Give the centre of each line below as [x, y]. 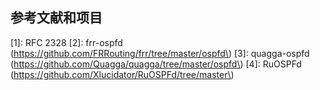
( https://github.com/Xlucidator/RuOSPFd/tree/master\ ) [122, 74]
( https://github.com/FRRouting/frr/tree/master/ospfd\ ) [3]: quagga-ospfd [160, 53]
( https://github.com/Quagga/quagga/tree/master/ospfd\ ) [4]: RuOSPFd [156, 64]
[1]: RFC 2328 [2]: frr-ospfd [66, 42]
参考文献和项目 [56, 18]
